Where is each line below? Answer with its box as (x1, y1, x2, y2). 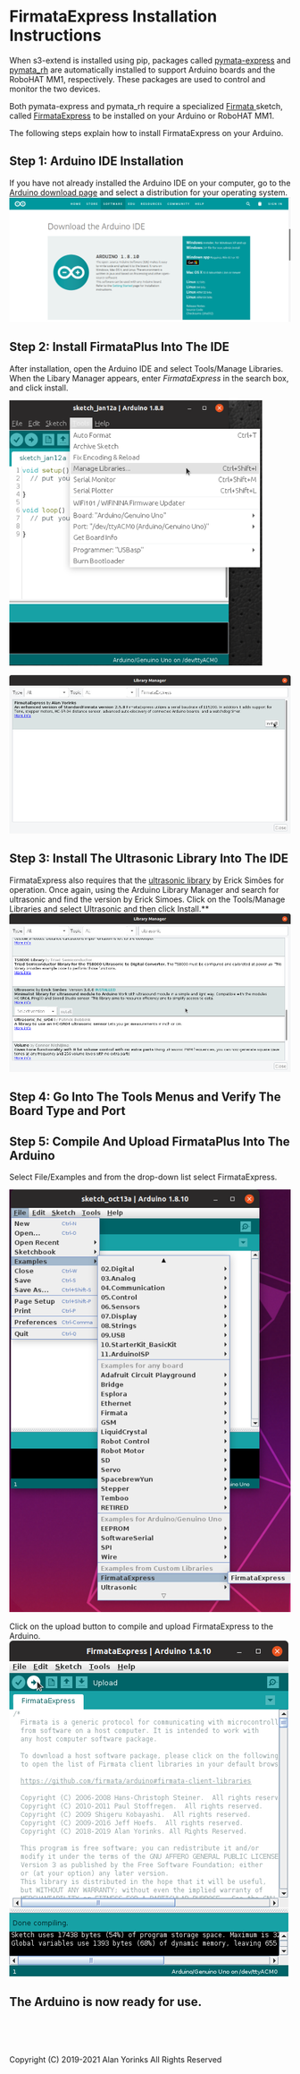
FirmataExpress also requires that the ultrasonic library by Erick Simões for (9, 875, 285, 886)
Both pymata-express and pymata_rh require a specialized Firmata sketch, (9, 100, 283, 111)
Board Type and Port (9, 1103, 126, 1118)
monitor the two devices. (9, 83, 101, 94)
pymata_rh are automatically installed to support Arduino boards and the (9, 64, 276, 75)
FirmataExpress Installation (9, 6, 217, 27)
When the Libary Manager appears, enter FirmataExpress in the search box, (9, 373, 289, 383)
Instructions (9, 25, 102, 46)
